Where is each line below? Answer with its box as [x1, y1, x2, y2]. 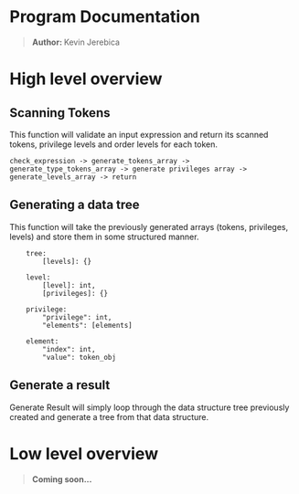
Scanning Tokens [9, 105, 111, 121]
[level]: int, [42, 280, 96, 289]
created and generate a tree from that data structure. [9, 411, 209, 422]
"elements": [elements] [42, 321, 133, 330]
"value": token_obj [42, 352, 117, 362]
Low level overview [9, 443, 158, 464]
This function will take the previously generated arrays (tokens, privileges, [9, 221, 289, 232]
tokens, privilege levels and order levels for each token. [9, 139, 218, 150]
